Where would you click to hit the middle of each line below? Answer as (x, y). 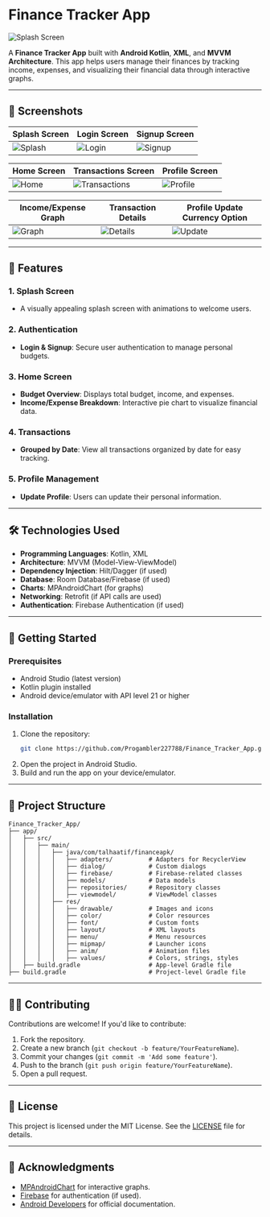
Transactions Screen (114, 171)
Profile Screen (190, 171)
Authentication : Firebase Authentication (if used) (102, 605)
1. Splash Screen (41, 292)
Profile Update (215, 207)
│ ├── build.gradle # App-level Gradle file (120, 965)
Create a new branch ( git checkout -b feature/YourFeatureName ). (129, 1048)
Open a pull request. (54, 1074)
